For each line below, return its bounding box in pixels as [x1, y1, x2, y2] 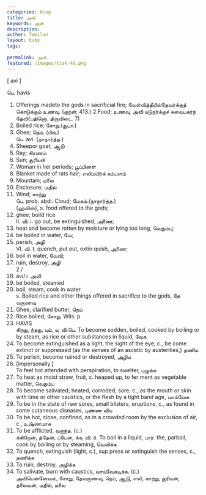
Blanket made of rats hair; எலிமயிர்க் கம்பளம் [15, 169, 127, 177]
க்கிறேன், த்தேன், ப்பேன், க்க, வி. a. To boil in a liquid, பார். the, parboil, [15, 433, 187, 441]
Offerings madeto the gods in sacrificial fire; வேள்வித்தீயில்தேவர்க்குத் [15, 101, 187, 108]
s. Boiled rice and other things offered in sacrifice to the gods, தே [15, 291, 181, 299]
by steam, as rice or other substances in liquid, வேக [15, 332, 147, 340]
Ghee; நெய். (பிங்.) [15, 128, 60, 136]
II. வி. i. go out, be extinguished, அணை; [15, 218, 115, 225]
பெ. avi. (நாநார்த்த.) [15, 135, 64, 142]
